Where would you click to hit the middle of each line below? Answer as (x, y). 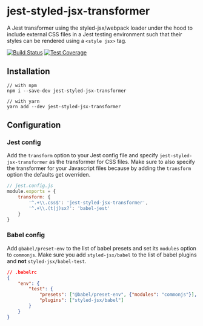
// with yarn (23, 101)
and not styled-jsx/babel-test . (47, 261)
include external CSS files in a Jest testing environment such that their (95, 34)
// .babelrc (22, 272)
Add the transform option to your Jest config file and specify (82, 155)
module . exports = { (32, 192)
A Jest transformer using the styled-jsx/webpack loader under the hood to (100, 28)
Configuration (34, 125)
